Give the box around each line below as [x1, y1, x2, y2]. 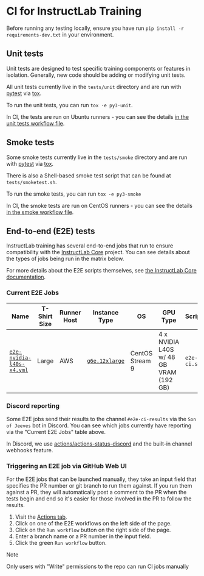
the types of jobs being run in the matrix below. [6, 255, 124, 263]
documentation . [6, 273, 46, 281]
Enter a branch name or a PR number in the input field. [15, 533, 152, 540]
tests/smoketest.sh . [6, 178, 57, 185]
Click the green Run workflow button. [15, 539, 107, 547]
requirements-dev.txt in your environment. [6, 30, 114, 38]
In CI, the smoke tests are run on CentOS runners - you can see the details [6, 202, 193, 209]
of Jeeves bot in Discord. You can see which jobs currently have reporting [6, 422, 192, 429]
